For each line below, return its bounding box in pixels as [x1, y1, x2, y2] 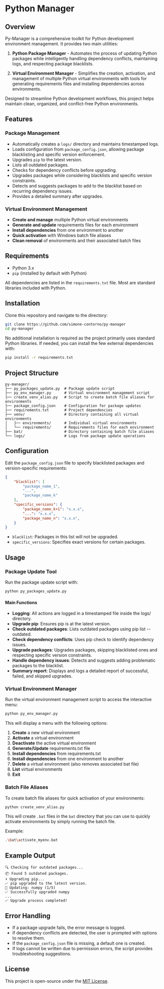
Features [5, 115, 33, 124]
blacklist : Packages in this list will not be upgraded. [12, 534, 118, 540]
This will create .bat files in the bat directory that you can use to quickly [5, 813, 151, 819]
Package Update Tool [5, 568, 57, 575]
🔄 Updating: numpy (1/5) [5, 885, 56, 891]
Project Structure [5, 369, 59, 377]
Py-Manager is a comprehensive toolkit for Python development [5, 35, 134, 41]
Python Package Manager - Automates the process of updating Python [12, 50, 158, 56]
